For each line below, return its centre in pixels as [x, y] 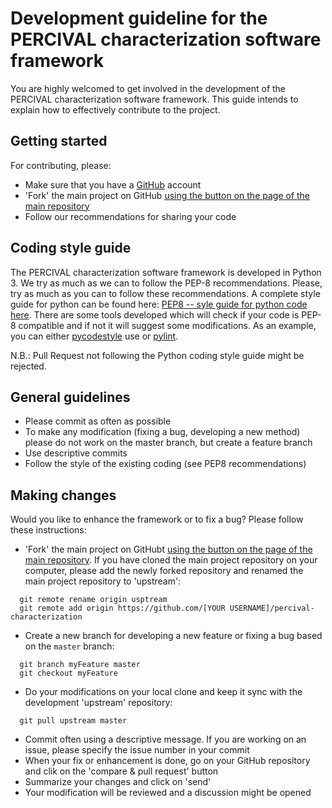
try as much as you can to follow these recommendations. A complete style [165, 293]
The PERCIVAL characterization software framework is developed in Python [166, 272]
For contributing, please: [61, 165]
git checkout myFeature [68, 673]
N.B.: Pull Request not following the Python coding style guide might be [157, 355]
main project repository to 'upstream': [103, 581]
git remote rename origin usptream [93, 600]
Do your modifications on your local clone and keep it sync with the [163, 692]
